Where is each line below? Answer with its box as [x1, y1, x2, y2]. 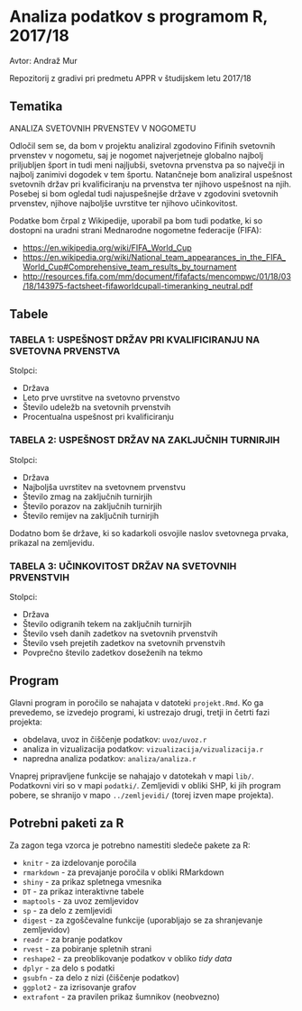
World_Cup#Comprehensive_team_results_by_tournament [22, 261, 237, 272]
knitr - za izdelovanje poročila [22, 857, 137, 868]
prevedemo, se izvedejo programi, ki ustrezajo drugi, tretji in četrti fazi [9, 706, 270, 717]
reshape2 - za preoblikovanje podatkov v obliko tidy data [22, 952, 233, 963]
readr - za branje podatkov [22, 934, 124, 944]
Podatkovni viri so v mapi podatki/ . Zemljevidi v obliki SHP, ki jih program [9, 779, 281, 790]
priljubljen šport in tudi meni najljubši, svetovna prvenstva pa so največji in [9, 159, 286, 170]
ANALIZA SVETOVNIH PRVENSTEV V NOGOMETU [9, 123, 197, 133]
